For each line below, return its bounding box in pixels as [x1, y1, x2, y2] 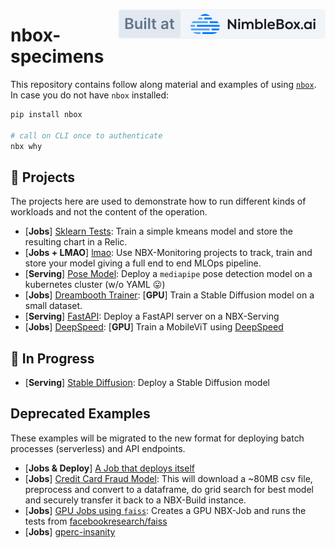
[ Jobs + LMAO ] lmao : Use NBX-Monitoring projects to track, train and [24, 247, 313, 259]
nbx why [10, 141, 43, 151]
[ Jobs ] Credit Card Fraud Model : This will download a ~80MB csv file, [24, 472, 313, 484]
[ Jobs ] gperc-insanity [24, 525, 116, 538]
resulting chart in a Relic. [24, 236, 128, 248]
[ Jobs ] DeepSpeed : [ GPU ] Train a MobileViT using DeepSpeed [24, 321, 284, 333]
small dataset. [24, 300, 83, 312]
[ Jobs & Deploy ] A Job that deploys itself [24, 462, 195, 474]
